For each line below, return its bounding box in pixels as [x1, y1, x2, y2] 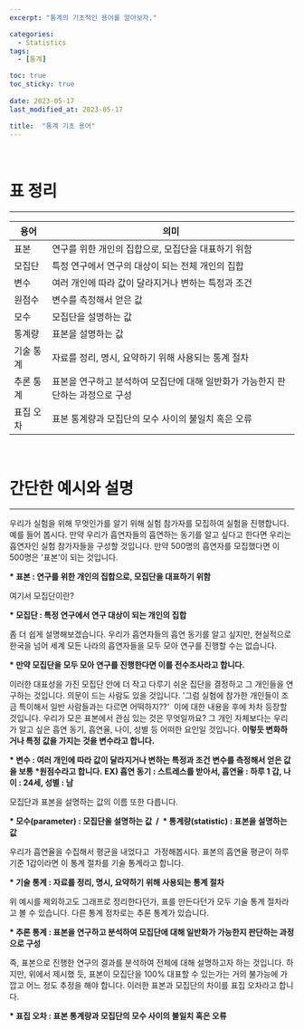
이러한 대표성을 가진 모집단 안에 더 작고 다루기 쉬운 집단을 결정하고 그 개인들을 [9, 679, 285, 689]
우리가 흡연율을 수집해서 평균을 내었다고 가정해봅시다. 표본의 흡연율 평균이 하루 [9, 846, 290, 857]
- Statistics [17, 38, 67, 47]
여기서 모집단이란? [9, 591, 75, 602]
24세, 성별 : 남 [23, 777, 74, 788]
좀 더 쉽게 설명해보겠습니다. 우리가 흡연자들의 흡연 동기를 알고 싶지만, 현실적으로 [9, 629, 292, 640]
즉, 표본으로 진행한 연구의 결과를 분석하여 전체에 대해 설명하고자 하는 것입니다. [9, 958, 285, 968]
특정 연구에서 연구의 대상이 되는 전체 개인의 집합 [52, 260, 244, 273]
